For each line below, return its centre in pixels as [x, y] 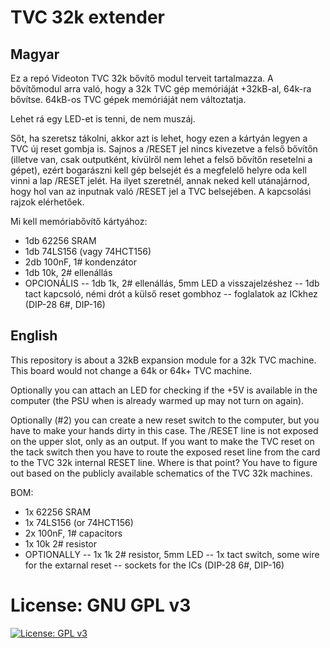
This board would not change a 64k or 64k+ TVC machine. [131, 370]
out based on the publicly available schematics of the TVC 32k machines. [161, 473]
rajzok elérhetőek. [47, 202]
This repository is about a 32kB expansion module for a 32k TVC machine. [163, 360]
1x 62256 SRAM [58, 512]
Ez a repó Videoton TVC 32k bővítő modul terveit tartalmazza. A [142, 78]
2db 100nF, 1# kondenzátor [80, 262]
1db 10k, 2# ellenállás [68, 272]
